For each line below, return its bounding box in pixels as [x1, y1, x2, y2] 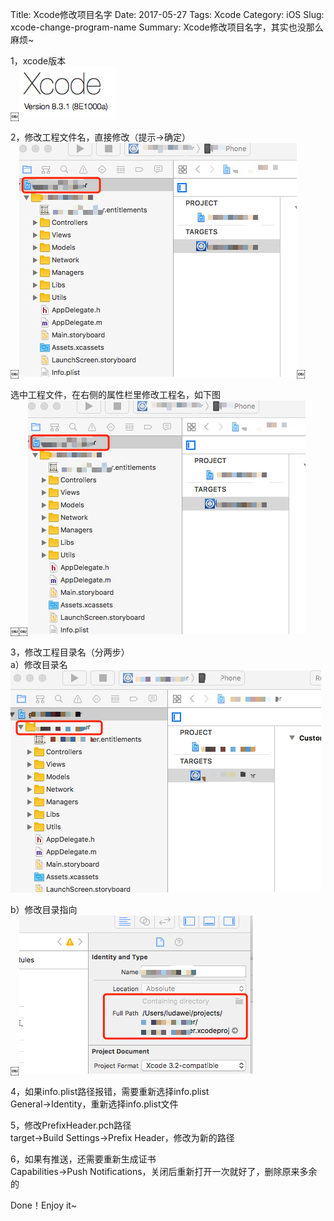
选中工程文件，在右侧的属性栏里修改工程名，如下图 [10, 389, 221, 400]
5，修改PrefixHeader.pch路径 [10, 1119, 132, 1131]
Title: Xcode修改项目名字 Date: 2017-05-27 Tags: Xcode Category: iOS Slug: [10, 9, 325, 20]
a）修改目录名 [10, 659, 68, 670]
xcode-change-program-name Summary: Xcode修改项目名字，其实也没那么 [10, 21, 324, 33]
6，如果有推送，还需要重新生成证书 [10, 1153, 157, 1165]
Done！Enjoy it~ [10, 1199, 77, 1211]
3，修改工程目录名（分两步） [10, 646, 130, 658]
